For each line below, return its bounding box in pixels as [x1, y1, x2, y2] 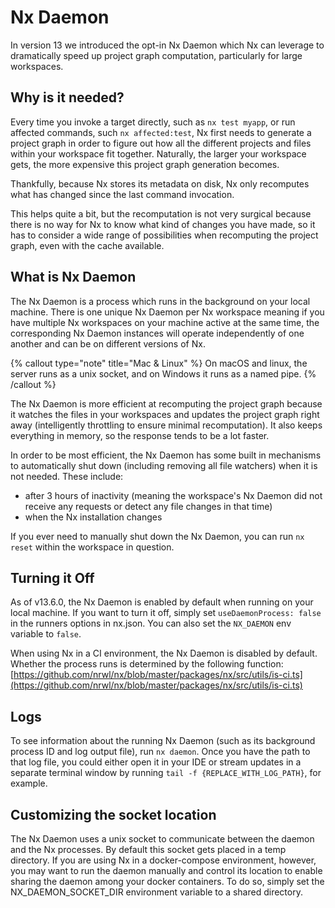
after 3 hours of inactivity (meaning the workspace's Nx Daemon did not [24, 489, 323, 501]
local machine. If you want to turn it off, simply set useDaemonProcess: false [10, 607, 322, 619]
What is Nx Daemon [10, 269, 137, 286]
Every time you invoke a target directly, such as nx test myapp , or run [10, 116, 296, 128]
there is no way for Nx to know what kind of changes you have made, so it [10, 218, 316, 230]
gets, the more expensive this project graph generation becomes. [10, 158, 280, 170]
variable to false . [10, 628, 82, 640]
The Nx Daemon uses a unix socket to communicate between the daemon [10, 833, 315, 845]
